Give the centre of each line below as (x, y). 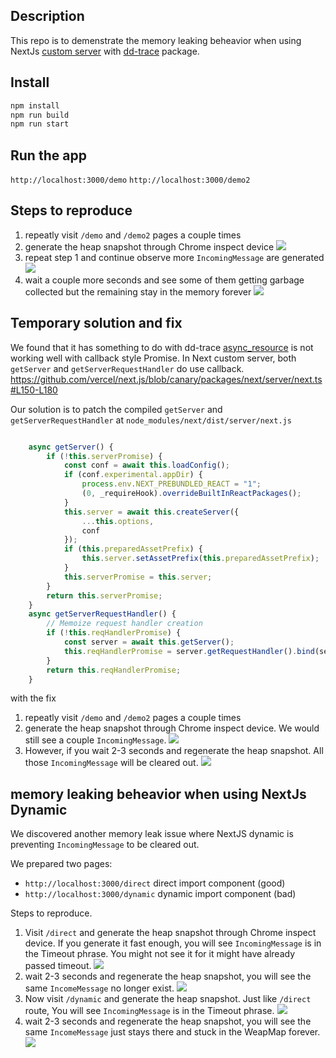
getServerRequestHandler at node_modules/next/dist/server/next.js (151, 420)
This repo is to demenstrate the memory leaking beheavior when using (156, 40)
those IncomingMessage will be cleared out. (111, 763)
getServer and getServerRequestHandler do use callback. (127, 368)
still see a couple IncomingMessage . (95, 740)
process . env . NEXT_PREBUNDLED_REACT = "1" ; (171, 484)
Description (47, 16)
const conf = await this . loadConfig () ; (146, 465)
